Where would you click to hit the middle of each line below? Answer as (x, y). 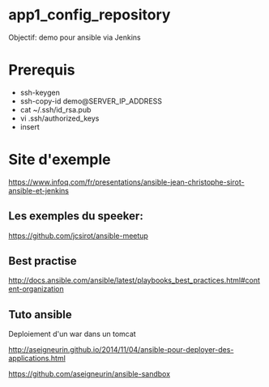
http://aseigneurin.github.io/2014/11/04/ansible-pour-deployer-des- (121, 350)
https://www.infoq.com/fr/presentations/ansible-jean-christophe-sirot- (126, 182)
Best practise (43, 261)
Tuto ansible (41, 315)
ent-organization (36, 289)
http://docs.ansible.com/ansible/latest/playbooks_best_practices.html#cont (134, 280)
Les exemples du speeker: (76, 216)
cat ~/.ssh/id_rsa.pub (56, 109)
